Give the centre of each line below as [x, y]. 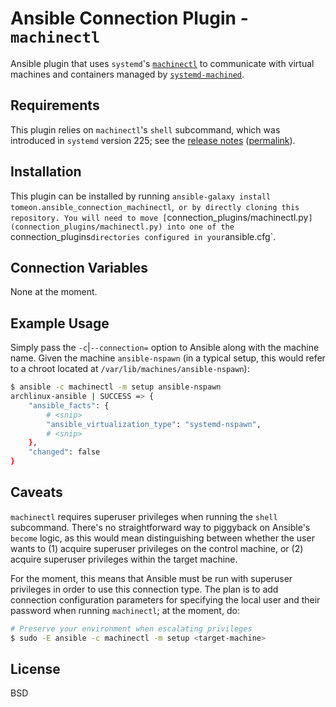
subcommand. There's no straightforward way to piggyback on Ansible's [160, 527]
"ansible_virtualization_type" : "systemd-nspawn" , [154, 424]
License [35, 669]
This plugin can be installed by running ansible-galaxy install [141, 196]
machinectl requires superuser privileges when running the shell [144, 516]
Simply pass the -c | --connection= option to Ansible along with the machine [165, 348]
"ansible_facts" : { [69, 405]
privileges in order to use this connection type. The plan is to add [144, 589]
